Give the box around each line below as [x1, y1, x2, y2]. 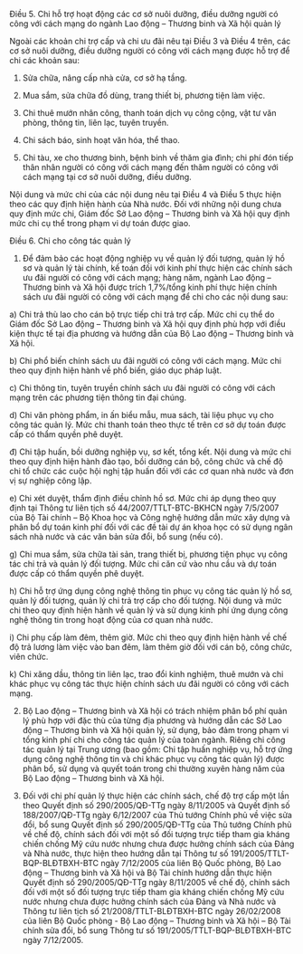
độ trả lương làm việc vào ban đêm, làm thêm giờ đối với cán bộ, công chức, [9, 642, 292, 652]
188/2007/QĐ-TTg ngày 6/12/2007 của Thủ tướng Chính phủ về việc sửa [22, 810, 292, 820]
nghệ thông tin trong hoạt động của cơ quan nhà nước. [9, 615, 213, 625]
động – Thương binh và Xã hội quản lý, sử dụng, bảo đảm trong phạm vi [22, 725, 289, 735]
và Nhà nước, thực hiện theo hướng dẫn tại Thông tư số [22, 848, 229, 859]
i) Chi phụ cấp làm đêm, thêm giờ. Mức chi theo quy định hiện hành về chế [9, 632, 288, 643]
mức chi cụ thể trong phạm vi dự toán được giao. [9, 218, 192, 228]
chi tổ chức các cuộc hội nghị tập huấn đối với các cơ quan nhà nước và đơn [9, 466, 294, 476]
